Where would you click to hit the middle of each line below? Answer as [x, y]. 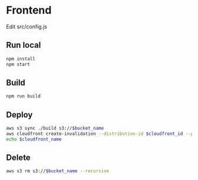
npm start [18, 64]
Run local [24, 45]
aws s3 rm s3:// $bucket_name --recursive [58, 171]
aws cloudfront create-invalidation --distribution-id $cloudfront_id [95, 133]
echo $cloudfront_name [34, 139]
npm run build [24, 96]
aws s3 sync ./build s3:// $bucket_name [55, 128]
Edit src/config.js [27, 27]
